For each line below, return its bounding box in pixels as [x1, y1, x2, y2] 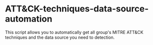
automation [5, 13, 52, 24]
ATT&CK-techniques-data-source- [5, 3, 149, 14]
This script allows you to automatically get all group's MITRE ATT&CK [5, 29, 144, 35]
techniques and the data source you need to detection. [5, 34, 115, 40]
